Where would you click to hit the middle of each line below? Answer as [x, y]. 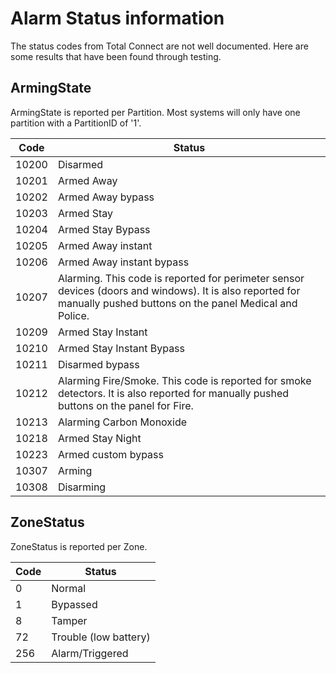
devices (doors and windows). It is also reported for [179, 290]
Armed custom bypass [110, 454]
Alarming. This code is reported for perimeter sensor [181, 278]
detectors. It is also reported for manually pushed [173, 393]
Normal [69, 588]
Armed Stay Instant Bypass [121, 348]
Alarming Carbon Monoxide [122, 422]
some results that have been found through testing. [116, 56]
